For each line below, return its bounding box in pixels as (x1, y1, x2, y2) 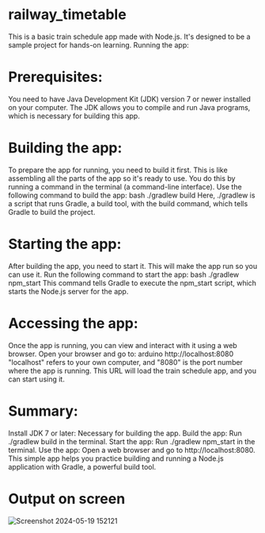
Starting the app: (8, 236, 122, 253)
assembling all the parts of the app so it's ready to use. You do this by (8, 173, 236, 183)
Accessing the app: (8, 314, 138, 332)
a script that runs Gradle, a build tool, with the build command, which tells (8, 198, 248, 208)
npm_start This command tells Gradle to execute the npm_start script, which (8, 278, 257, 287)
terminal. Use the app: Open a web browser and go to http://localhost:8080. (8, 445, 256, 454)
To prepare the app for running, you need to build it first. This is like (8, 165, 228, 174)
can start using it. (8, 374, 65, 384)
